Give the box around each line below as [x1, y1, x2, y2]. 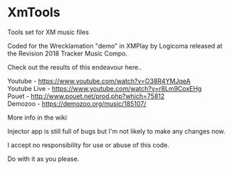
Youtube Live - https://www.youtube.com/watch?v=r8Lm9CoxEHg [7, 84, 202, 92]
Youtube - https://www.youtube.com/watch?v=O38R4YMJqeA [7, 76, 191, 85]
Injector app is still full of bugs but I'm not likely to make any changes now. [7, 127, 226, 135]
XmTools [7, 4, 60, 21]
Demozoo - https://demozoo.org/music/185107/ [7, 99, 147, 107]
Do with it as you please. [7, 154, 80, 163]
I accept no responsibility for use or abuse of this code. [7, 140, 169, 149]
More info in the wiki [7, 113, 68, 122]
